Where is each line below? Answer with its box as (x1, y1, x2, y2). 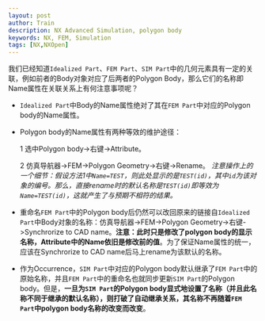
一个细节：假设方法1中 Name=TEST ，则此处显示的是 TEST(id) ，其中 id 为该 (19, 171, 250, 181)
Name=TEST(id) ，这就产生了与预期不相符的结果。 (19, 191, 177, 201)
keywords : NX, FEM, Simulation (8, 33, 112, 42)
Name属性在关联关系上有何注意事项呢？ (8, 84, 138, 94)
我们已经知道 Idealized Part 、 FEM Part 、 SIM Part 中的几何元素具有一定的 (8, 64, 247, 74)
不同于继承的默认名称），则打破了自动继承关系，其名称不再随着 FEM (26, 294, 243, 304)
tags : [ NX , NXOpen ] (8, 41, 69, 49)
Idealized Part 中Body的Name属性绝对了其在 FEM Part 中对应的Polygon (19, 101, 251, 110)
